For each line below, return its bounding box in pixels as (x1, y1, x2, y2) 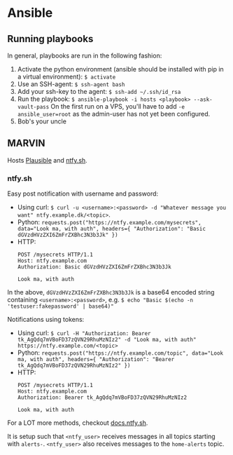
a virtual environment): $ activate (17, 72, 116, 81)
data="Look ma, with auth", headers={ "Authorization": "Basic (17, 226, 206, 233)
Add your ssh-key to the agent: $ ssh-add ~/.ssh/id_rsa (17, 88, 181, 95)
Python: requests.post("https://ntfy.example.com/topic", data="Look (17, 348, 224, 357)
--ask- (193, 96, 213, 103)
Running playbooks (7, 33, 94, 45)
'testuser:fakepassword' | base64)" (7, 303, 114, 310)
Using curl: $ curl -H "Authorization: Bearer (17, 329, 152, 337)
